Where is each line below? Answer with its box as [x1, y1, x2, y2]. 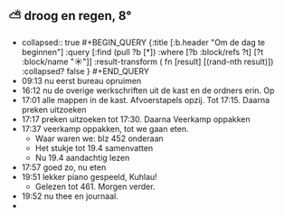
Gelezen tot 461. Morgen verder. [34, 181, 156, 192]
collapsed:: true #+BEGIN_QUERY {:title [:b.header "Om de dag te [21, 36, 266, 48]
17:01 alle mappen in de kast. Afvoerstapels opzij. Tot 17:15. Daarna [21, 94, 270, 105]
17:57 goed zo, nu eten [21, 162, 107, 173]
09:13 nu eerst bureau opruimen [21, 75, 142, 86]
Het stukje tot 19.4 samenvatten [34, 142, 154, 153]
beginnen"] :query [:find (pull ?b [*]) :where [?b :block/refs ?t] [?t [21, 46, 264, 57]
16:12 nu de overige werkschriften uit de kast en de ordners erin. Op [21, 85, 275, 96]
